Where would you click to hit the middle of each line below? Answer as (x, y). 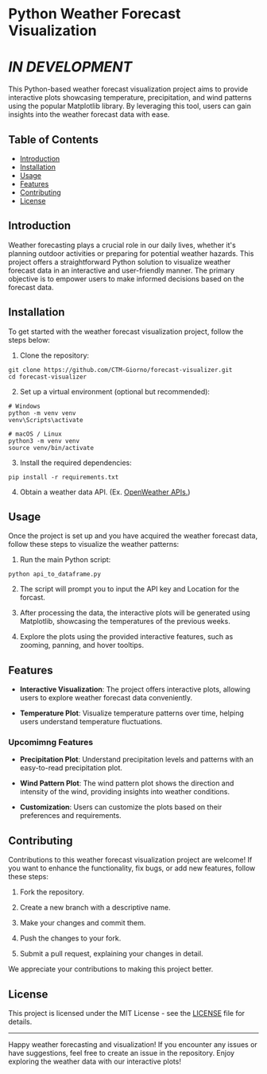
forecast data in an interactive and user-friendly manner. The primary (122, 270)
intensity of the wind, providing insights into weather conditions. (125, 792)
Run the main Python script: (65, 560)
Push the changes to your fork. (70, 938)
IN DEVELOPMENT (70, 67)
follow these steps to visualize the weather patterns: (94, 545)
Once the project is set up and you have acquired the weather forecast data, (133, 536)
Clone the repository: (54, 355)
